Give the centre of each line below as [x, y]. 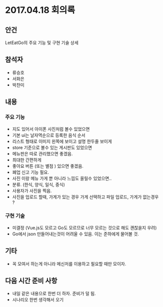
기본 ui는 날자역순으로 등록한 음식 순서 [49, 135]
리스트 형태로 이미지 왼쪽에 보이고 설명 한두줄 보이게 [62, 141]
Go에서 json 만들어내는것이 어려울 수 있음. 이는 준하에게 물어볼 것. [75, 234]
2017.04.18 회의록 [40, 10]
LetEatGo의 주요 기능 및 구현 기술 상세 [42, 43]
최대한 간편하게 [27, 160]
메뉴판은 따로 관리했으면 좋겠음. [42, 153]
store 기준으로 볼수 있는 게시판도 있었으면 [52, 147]
